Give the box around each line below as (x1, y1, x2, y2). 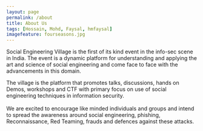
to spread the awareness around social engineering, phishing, (6, 112, 161, 119)
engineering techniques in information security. (6, 92, 124, 99)
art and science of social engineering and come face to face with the (6, 61, 178, 69)
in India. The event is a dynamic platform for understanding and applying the (6, 55, 197, 62)
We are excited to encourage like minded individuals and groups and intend (6, 105, 195, 112)
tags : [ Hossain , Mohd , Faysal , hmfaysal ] (6, 25, 113, 32)
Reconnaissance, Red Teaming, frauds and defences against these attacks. (6, 118, 195, 125)
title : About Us (6, 20, 47, 26)
